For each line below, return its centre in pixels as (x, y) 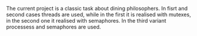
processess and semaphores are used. (54, 27)
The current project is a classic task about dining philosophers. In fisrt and (97, 8)
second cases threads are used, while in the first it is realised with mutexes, (99, 15)
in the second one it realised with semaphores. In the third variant (86, 21)
